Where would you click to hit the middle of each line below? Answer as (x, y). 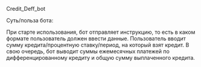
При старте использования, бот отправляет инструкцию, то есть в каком (101, 32)
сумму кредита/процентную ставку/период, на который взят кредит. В (98, 45)
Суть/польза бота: (30, 20)
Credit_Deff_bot (26, 9)
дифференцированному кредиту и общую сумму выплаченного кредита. (101, 58)
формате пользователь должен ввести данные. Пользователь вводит (96, 38)
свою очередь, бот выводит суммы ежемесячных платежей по (88, 51)
